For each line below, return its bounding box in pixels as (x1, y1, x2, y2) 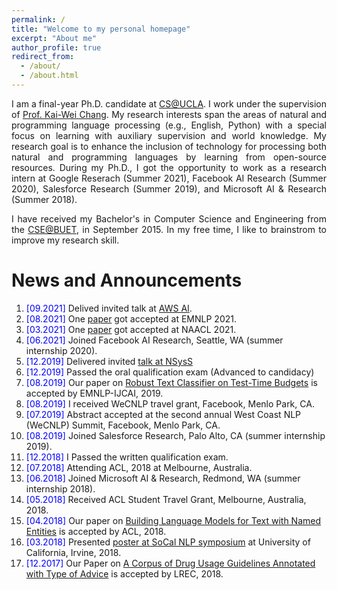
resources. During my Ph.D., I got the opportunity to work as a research (11, 161, 327, 173)
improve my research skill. (11, 234, 120, 246)
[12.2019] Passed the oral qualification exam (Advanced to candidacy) (25, 366, 315, 378)
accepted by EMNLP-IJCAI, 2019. (25, 387, 164, 399)
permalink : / (11, 14, 66, 25)
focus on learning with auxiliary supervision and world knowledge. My (11, 129, 327, 141)
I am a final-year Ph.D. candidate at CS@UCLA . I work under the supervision (11, 97, 327, 110)
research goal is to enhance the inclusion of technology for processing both (11, 140, 327, 152)
